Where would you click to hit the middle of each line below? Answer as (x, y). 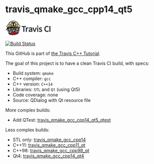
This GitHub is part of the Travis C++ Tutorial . (53, 53)
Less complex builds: (27, 130)
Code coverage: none (35, 95)
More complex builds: (28, 110)
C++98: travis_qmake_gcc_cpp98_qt (51, 150)
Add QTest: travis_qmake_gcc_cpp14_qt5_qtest (61, 120)
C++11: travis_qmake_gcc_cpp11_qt (49, 145)
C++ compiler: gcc (32, 78)
